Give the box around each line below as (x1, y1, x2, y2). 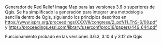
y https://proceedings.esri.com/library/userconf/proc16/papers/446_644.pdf (5, 24, 157, 30)
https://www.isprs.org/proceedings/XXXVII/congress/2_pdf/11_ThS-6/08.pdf (5, 19, 157, 25)
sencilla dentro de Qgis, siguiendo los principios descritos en (5, 14, 127, 20)
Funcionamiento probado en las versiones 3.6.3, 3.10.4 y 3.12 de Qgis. (5, 33, 144, 39)
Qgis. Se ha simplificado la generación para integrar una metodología (5, 9, 143, 15)
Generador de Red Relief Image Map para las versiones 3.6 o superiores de (5, 4, 155, 10)
